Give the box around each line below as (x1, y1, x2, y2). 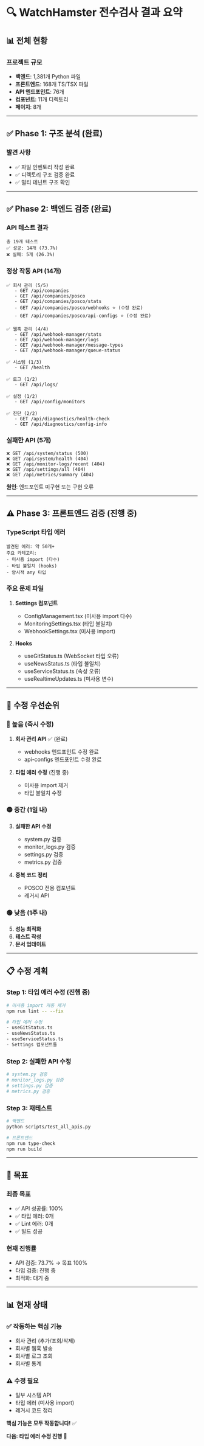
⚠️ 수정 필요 (6, 1376, 39, 1385)
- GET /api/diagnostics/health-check (14, 415, 110, 422)
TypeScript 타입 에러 (6, 528, 66, 537)
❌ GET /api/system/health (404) (6, 456, 89, 462)
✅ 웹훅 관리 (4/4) (6, 326, 49, 332)
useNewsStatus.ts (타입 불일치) (24, 659, 101, 667)
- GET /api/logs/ (14, 381, 59, 388)
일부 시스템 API (15, 1391, 52, 1399)
